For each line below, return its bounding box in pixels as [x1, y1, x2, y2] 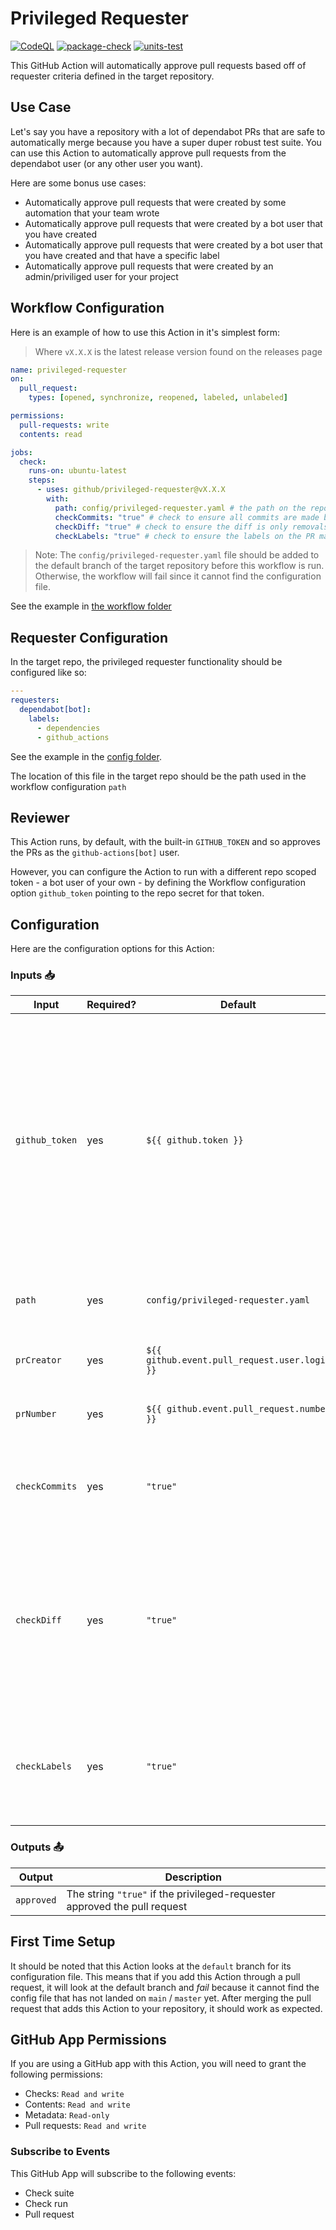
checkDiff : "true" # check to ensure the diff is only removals [54, 522, 329, 532]
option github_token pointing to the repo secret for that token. [10, 887, 265, 899]
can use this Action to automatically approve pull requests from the [10, 147, 287, 159]
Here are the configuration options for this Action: [10, 943, 215, 955]
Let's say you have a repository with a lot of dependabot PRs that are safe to [10, 125, 326, 137]
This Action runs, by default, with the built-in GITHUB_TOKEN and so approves [10, 836, 321, 848]
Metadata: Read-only [24, 2109, 110, 2121]
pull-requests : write [19, 420, 110, 430]
